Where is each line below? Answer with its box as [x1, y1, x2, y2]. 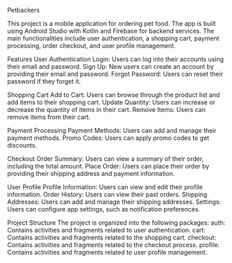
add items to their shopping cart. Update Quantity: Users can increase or [7, 98, 215, 106]
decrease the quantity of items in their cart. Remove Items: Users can [7, 106, 206, 113]
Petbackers [7, 6, 40, 14]
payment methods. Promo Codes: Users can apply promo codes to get [7, 134, 210, 142]
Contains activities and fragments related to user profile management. [7, 248, 208, 256]
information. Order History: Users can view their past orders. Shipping [7, 191, 208, 198]
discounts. [7, 141, 38, 149]
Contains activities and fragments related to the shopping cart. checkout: [7, 233, 217, 241]
